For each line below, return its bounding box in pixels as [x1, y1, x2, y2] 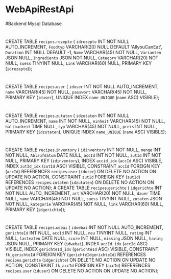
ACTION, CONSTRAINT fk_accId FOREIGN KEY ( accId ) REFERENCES [5, 262, 151, 268]
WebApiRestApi [5, 4, 74, 15]
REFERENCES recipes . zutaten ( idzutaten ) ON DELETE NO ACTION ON [5, 179, 154, 185]
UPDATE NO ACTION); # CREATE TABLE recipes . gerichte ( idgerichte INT [5, 184, 162, 191]
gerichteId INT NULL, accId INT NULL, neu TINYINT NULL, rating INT [5, 229, 152, 236]
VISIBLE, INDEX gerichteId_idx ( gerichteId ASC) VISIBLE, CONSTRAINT [5, 246, 159, 252]
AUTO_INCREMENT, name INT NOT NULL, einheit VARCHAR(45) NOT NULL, [5, 118, 165, 124]
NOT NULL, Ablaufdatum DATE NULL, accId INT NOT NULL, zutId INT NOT [5, 152, 162, 158]
